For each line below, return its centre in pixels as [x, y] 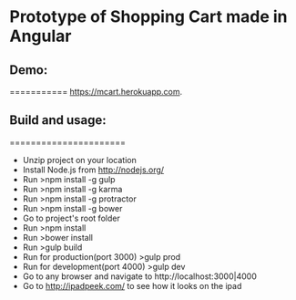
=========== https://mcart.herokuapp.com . [96, 92]
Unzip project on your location [79, 160]
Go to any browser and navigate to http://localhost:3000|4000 [139, 276]
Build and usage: [58, 120]
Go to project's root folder [71, 218]
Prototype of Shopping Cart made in [148, 17]
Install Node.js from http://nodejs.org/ [93, 170]
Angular [41, 36]
